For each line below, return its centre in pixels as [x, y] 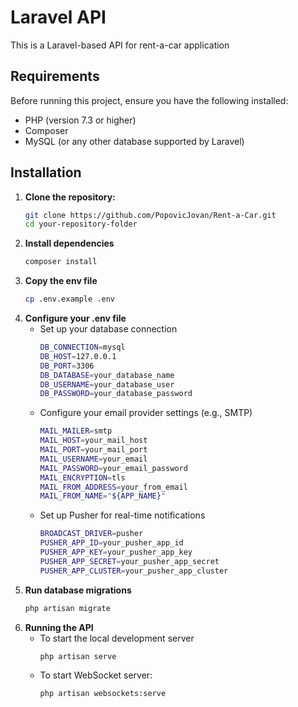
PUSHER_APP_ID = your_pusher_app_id [111, 543]
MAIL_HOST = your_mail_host [93, 441]
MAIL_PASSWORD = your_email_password [113, 468]
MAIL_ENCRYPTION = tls [82, 477]
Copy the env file [61, 281]
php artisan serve [78, 656]
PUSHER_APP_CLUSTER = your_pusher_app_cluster [134, 571]
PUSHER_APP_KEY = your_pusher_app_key [116, 552]
